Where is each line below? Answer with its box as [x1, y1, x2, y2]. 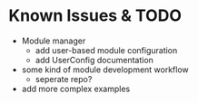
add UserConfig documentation [35, 54, 153, 65]
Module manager [21, 35, 86, 46]
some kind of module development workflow [21, 64, 190, 75]
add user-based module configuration [35, 44, 178, 55]
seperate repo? [35, 73, 93, 84]
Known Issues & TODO [8, 5, 183, 26]
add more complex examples [21, 83, 131, 94]
